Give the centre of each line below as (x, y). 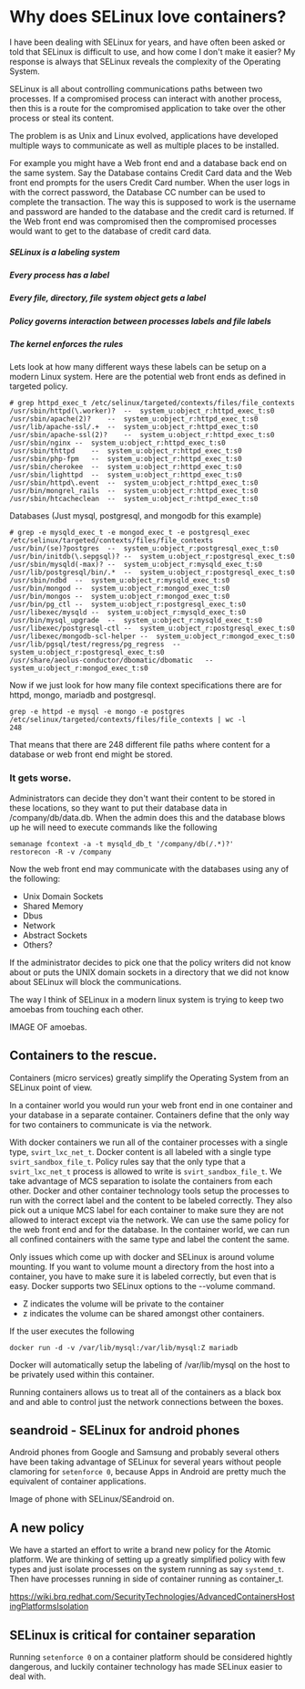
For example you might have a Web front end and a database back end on (148, 163)
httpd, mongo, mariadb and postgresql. (83, 695)
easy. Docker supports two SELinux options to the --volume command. (142, 1285)
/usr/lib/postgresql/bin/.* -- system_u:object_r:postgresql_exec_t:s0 (152, 572)
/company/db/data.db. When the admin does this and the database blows (147, 817)
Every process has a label (60, 275)
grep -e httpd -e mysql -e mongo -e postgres (97, 712)
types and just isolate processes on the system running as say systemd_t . (147, 1569)
